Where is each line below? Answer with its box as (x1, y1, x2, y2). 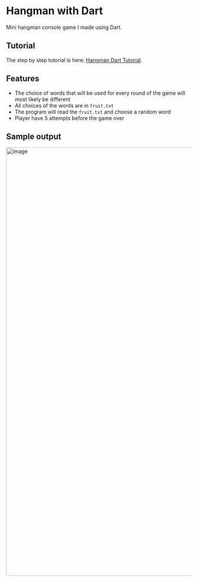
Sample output (6, 131, 62, 141)
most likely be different (14, 96, 71, 103)
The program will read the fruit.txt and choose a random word (14, 108, 171, 115)
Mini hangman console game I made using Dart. (6, 24, 123, 31)
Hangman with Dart (6, 4, 103, 18)
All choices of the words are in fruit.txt (14, 102, 114, 109)
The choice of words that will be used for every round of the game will (14, 89, 186, 96)
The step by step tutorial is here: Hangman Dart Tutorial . (6, 56, 143, 63)
